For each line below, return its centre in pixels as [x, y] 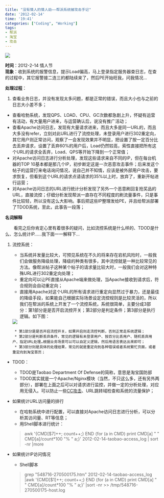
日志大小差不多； [29, 105]
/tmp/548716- [124, 485]
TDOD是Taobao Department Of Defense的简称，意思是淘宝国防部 [86, 372]
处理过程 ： [16, 88]
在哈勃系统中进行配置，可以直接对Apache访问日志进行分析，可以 [85, 411]
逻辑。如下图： [35, 316]
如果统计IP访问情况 [31, 454]
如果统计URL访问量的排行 [38, 401]
